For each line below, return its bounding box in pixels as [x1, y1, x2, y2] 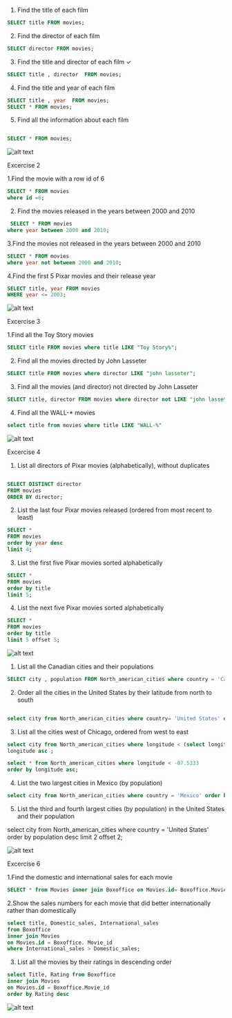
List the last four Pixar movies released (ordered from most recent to [17, 506, 212, 514]
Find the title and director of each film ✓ [17, 57, 132, 66]
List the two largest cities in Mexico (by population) [17, 779, 163, 788]
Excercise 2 [7, 161, 41, 170]
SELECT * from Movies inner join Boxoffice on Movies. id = [7, 887, 177, 893]
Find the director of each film [17, 31, 100, 40]
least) [17, 513, 34, 522]
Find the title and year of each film [17, 83, 115, 92]
